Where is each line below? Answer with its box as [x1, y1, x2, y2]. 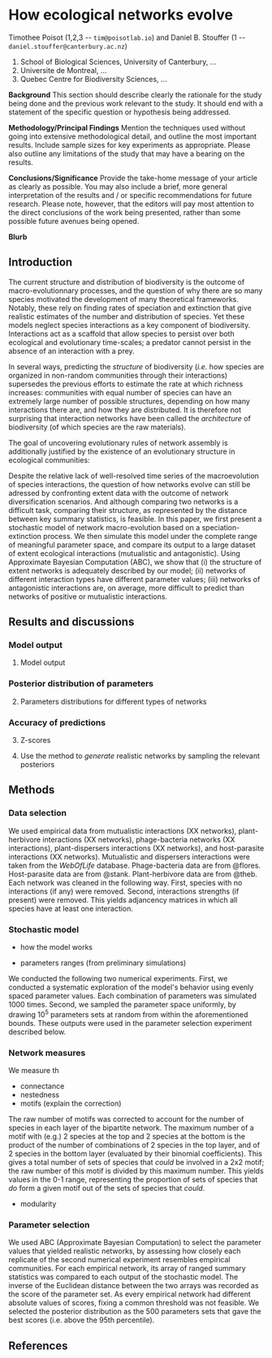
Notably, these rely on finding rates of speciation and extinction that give [8, 303, 252, 313]
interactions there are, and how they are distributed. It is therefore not [8, 404, 242, 415]
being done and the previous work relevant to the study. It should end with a [8, 98, 264, 108]
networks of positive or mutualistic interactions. [8, 591, 168, 601]
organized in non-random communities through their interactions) [8, 370, 228, 380]
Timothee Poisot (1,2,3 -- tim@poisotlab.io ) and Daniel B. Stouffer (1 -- [8, 32, 246, 42]
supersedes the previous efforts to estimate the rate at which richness [8, 379, 244, 389]
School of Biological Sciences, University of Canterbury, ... [19, 57, 217, 67]
